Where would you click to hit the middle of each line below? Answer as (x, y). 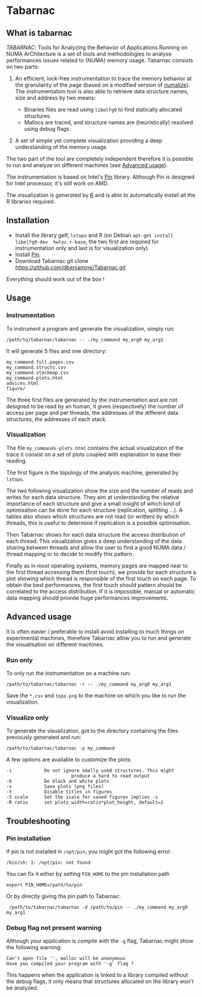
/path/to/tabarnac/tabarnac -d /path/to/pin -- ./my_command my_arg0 (98, 907)
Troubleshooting (38, 821)
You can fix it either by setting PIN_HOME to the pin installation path (88, 873)
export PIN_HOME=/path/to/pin (44, 885)
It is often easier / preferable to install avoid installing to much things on (95, 631)
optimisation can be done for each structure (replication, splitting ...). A (95, 510)
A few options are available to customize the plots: (69, 760)
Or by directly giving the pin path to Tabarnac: (64, 896)
